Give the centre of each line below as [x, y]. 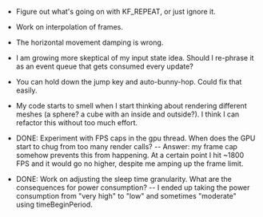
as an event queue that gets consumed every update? [104, 66]
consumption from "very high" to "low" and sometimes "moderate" [126, 196]
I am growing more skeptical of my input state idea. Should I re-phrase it [135, 58]
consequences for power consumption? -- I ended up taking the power [133, 187]
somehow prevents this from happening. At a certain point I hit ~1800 [130, 155]
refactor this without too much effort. [77, 122]
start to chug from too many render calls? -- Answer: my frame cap [127, 146]
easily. [26, 90]
